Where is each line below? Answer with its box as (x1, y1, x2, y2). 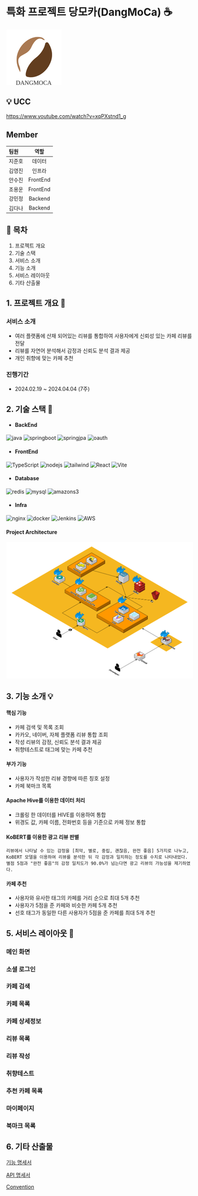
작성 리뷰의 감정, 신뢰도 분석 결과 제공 (14, 738, 102, 745)
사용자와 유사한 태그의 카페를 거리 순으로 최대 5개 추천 (14, 894, 140, 902)
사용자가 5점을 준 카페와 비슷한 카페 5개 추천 (14, 902, 117, 909)
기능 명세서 (6, 1159, 32, 1166)
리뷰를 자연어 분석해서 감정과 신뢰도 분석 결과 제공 (14, 347, 130, 354)
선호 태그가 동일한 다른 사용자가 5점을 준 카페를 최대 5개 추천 (14, 909, 155, 916)
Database (14, 475, 40, 482)
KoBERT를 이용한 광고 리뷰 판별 (6, 833, 79, 840)
